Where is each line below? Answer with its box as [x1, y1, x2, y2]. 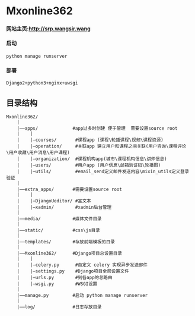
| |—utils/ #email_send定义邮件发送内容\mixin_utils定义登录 [17, 168, 190, 174]
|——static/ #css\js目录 [17, 227, 100, 233]
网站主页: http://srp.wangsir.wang [6, 25, 91, 32]
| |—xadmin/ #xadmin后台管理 [17, 204, 111, 210]
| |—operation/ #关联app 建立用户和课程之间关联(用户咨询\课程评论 [17, 143, 187, 149]
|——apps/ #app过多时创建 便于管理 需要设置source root [17, 126, 178, 132]
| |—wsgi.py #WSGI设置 [17, 281, 98, 287]
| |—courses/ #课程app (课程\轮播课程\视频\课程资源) [17, 137, 164, 143]
